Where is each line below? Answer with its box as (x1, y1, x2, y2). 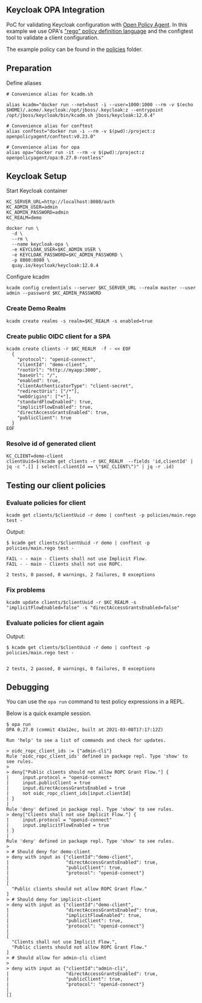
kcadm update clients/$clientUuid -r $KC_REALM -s (6, 600, 137, 606)
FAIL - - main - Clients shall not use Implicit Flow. (6, 556, 148, 562)
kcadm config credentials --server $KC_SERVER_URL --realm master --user (6, 285, 197, 291)
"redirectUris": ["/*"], (17, 388, 80, 395)
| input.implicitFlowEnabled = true (6, 822, 110, 828)
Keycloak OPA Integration (6, 5, 105, 15)
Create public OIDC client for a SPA (6, 332, 111, 340)
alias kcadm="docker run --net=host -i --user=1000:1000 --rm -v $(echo (6, 101, 194, 108)
